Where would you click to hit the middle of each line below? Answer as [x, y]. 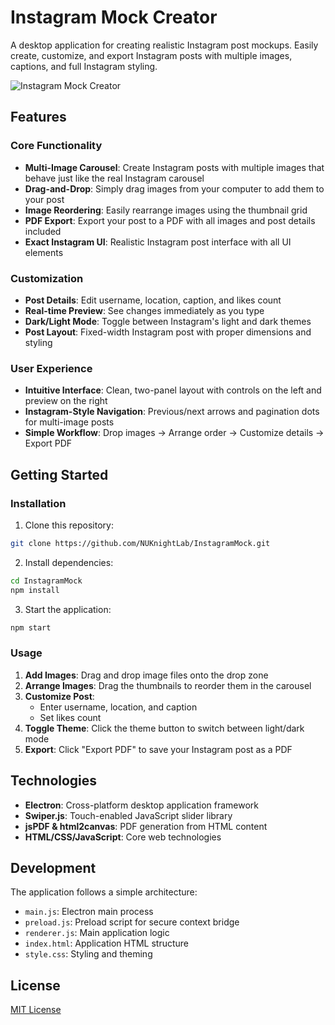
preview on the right [66, 401]
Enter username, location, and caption [118, 707]
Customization [47, 278]
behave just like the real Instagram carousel [114, 178]
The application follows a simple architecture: [104, 892]
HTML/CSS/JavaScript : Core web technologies [123, 837]
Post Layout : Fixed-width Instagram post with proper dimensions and [168, 332]
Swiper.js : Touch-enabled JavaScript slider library [128, 815]
